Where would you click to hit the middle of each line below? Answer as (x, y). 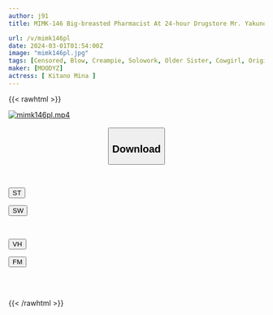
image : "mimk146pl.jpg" (49, 54)
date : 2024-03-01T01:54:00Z (56, 45)
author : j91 (28, 16)
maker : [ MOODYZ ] (36, 69)
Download (136, 149)
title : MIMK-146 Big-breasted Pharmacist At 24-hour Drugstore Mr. (125, 24)
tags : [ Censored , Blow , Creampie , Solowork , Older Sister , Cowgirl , (127, 61)
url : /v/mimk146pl (39, 38)
